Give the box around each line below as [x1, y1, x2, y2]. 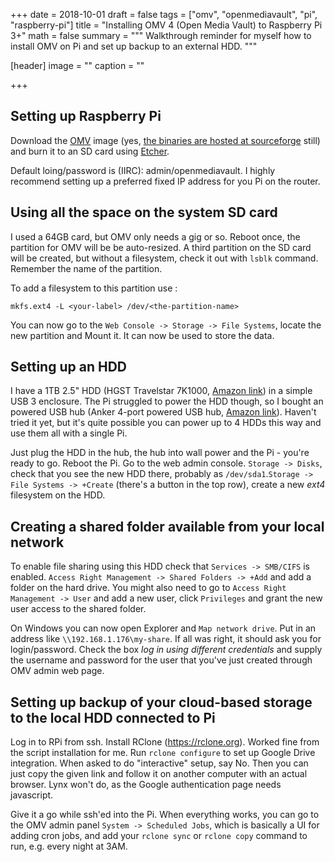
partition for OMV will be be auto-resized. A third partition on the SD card [10, 241, 312, 253]
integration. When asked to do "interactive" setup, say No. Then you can [10, 757, 309, 769]
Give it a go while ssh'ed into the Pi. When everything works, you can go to [10, 809, 320, 821]
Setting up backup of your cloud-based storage [10, 694, 313, 711]
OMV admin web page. [10, 665, 105, 677]
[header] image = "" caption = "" [10, 60, 145, 71]
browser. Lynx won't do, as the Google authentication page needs [10, 779, 282, 791]
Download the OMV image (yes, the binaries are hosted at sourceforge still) [10, 134, 321, 146]
